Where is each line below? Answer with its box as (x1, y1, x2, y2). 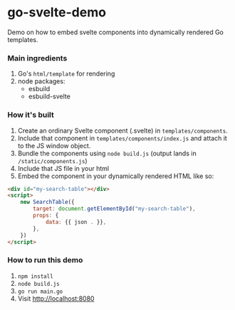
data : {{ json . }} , (45, 218, 107, 225)
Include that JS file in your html (17, 164, 109, 172)
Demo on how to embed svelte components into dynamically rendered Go (7, 28, 224, 36)
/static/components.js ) (17, 156, 88, 165)
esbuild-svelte (28, 92, 71, 100)
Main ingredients (7, 53, 68, 63)
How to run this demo (7, 255, 83, 265)
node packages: (17, 77, 66, 86)
